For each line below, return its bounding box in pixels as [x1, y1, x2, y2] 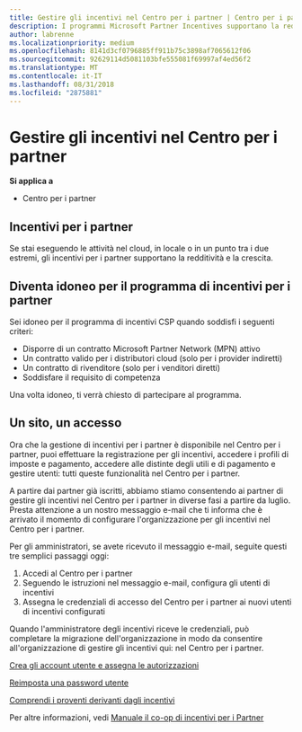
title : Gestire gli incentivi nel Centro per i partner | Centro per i [9, 13, 283, 22]
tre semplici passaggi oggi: [9, 550, 110, 561]
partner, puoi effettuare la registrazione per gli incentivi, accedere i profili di [9, 448, 289, 459]
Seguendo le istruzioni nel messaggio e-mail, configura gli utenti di [22, 577, 271, 588]
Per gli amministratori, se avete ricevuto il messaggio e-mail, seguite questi [9, 541, 288, 551]
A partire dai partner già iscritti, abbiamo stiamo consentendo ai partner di [9, 485, 284, 496]
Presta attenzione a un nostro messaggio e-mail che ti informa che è [9, 504, 263, 515]
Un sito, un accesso [9, 415, 122, 431]
